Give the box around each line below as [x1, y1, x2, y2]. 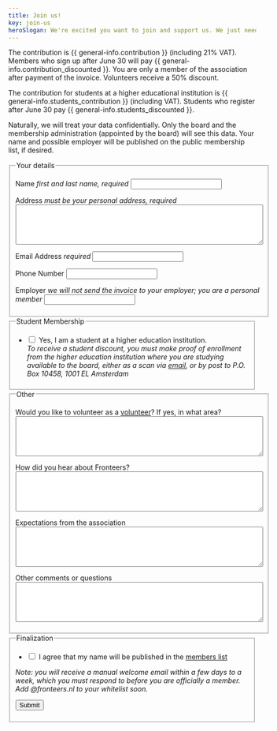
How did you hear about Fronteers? [15, 463, 130, 472]
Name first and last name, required [15, 179, 129, 189]
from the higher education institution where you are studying [27, 352, 224, 362]
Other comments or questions [15, 573, 113, 583]
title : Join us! [8, 11, 61, 20]
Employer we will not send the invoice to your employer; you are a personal [15, 286, 260, 295]
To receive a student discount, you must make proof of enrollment [27, 343, 242, 353]
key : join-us [8, 19, 51, 27]
